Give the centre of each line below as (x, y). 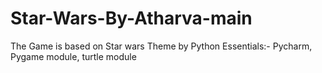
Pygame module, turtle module (73, 56)
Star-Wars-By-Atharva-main (131, 18)
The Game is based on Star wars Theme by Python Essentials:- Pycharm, (161, 46)
